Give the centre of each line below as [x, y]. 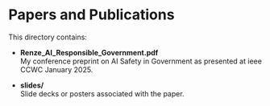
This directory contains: [48, 37]
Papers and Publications [91, 15]
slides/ [32, 85]
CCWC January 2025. [56, 69]
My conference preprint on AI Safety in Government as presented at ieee [141, 61]
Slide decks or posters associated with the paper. [102, 93]
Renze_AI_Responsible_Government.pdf [89, 52]
